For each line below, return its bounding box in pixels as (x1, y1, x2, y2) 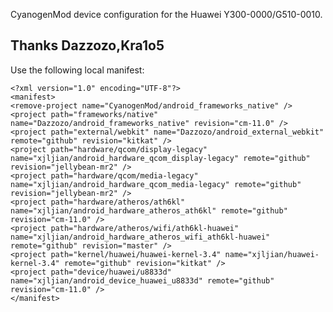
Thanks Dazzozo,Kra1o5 (10, 37, 165, 54)
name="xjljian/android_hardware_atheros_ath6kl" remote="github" (10, 205, 288, 216)
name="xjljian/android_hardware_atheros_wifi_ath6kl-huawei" (10, 232, 271, 242)
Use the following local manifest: (10, 64, 145, 76)
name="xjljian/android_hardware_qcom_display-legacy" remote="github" (10, 153, 311, 163)
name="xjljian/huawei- (224, 249, 320, 259)
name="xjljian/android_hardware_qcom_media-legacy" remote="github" (10, 179, 302, 189)
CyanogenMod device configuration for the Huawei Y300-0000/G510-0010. (10, 9, 323, 20)
